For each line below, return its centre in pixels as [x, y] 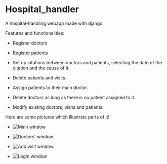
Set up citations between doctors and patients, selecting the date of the [87, 62]
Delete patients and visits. [39, 77]
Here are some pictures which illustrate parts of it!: [58, 117]
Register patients [30, 53]
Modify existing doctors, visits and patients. [58, 107]
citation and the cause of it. [41, 68]
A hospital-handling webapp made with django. [55, 23]
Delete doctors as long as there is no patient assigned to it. [74, 97]
